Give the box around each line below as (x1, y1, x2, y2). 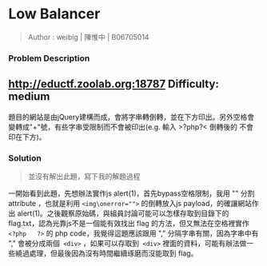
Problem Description (8, 53, 90, 64)
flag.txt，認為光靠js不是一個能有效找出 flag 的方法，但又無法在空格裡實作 (8, 218, 249, 228)
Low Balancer (8, 5, 101, 23)
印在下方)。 (8, 132, 46, 141)
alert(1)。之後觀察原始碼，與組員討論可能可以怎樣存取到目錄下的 (17, 208, 229, 218)
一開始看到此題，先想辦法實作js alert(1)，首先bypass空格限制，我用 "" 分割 (8, 189, 255, 198)
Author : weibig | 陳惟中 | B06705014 (27, 32, 149, 42)
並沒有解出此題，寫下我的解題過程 (27, 171, 141, 181)
